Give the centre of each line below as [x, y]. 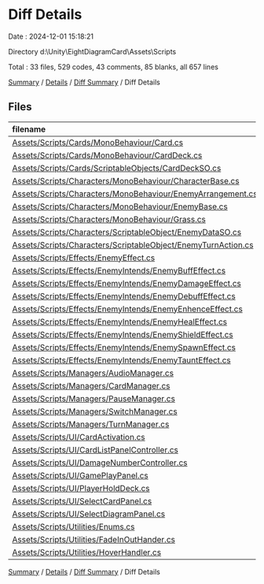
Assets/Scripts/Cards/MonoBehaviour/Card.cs [97, 142]
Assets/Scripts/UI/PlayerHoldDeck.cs [81, 488]
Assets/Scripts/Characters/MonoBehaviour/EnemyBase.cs [120, 206]
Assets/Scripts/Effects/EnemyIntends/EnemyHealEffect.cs [120, 322]
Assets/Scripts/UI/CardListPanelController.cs [95, 449]
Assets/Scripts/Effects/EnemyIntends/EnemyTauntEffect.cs [121, 360]
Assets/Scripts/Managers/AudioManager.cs [93, 373]
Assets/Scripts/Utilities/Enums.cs [73, 526]
